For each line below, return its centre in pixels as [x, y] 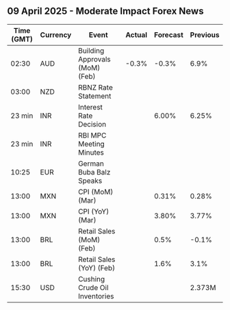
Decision [92, 124]
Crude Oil [93, 287]
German [91, 164]
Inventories [96, 296]
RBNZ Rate [95, 87]
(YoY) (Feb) [96, 268]
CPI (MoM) [95, 192]
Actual [137, 35]
